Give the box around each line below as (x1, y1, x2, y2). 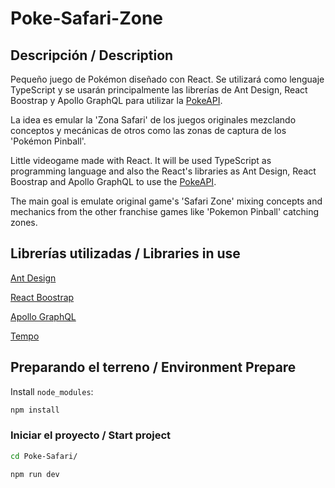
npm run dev (10, 469, 60, 479)
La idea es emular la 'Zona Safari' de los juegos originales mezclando (10, 114, 297, 126)
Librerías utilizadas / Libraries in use (10, 245, 241, 262)
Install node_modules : (10, 385, 94, 397)
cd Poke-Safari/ (10, 451, 78, 461)
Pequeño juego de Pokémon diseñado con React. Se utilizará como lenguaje (10, 73, 325, 85)
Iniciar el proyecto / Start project (10, 428, 172, 442)
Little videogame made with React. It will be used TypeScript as (10, 155, 272, 166)
